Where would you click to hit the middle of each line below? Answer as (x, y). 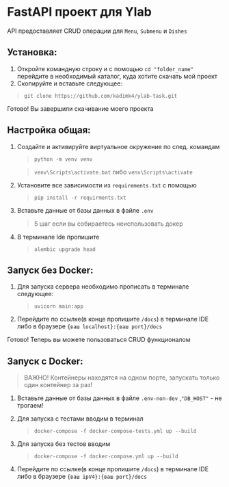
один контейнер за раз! (58, 385)
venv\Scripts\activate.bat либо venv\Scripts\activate (113, 172)
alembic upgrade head (65, 249)
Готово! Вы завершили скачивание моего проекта (80, 108)
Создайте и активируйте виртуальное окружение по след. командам (118, 146)
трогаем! (30, 406)
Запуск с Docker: (45, 361)
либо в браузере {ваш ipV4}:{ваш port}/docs (82, 477)
